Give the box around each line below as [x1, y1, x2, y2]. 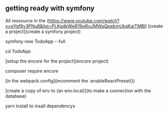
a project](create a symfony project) [5, 28, 81, 35]
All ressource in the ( [5, 17, 49, 23]
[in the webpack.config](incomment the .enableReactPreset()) [5, 77, 136, 83]
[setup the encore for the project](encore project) [5, 58, 109, 64]
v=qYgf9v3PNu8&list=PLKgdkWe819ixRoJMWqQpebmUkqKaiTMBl [5, 23, 146, 29]
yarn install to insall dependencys [5, 103, 75, 109]
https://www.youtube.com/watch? [48, 17, 120, 23]
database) [5, 93, 27, 99]
